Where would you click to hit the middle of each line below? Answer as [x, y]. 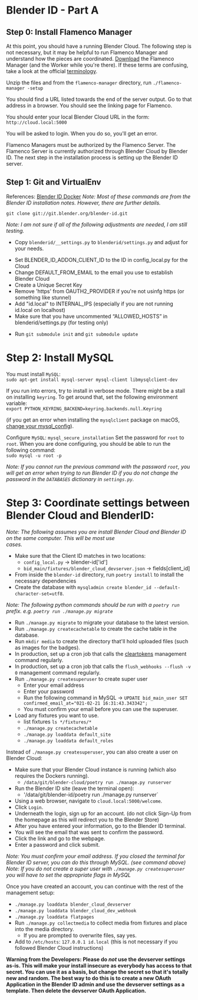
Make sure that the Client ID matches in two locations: [80, 555]
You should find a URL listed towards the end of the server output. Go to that [99, 99]
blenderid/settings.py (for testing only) [62, 323]
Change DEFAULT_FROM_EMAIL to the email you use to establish [94, 272]
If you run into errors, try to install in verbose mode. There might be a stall [96, 390]
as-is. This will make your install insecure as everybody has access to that [99, 965]
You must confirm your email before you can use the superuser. [101, 709]
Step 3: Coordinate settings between [98, 503]
